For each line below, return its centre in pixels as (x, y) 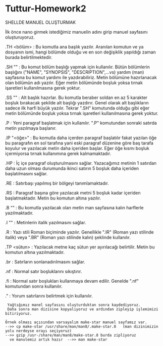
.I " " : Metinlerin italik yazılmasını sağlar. (46, 222)
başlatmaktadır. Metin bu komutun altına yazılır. (53, 198)
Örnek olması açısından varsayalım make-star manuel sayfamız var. (76, 322)
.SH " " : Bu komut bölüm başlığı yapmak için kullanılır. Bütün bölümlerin (78, 67)
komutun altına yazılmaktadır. (35, 252)
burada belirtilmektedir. (29, 57)
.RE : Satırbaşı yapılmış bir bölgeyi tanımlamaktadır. (57, 183)
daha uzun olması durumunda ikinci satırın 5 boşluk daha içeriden (72, 168)
